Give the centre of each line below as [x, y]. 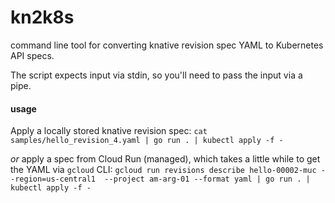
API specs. [32, 55]
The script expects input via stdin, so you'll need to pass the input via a [156, 75]
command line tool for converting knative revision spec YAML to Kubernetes [167, 45]
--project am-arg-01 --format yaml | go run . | [207, 179]
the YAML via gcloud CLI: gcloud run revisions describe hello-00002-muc [163, 170]
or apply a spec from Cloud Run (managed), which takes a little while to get [165, 159]
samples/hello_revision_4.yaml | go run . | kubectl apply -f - [147, 141]
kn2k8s [42, 17]
